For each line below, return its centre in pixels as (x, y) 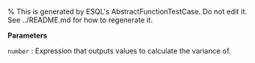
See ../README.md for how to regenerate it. (80, 20)
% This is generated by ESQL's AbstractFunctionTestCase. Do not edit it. (127, 12)
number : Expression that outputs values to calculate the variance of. (119, 51)
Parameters (27, 35)
